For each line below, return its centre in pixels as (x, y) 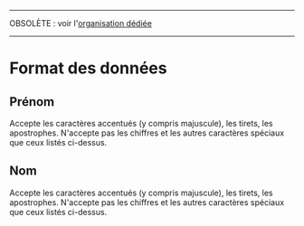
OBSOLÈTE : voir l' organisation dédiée (81, 23)
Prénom (32, 102)
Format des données (88, 68)
